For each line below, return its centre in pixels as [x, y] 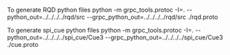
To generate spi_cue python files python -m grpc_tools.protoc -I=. [101, 30]
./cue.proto [23, 44]
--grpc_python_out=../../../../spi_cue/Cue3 [164, 37]
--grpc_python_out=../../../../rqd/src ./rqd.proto [152, 17]
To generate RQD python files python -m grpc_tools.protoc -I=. [96, 10]
